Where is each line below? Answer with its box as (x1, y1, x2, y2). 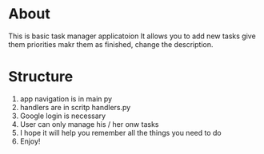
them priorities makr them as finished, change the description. (8, 39, 214, 49)
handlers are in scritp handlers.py (19, 102, 131, 112)
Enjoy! (19, 136, 41, 146)
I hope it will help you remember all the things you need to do (19, 128, 222, 137)
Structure (8, 68, 74, 86)
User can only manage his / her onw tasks (19, 119, 159, 128)
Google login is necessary (19, 111, 106, 120)
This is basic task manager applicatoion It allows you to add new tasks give (8, 31, 256, 41)
